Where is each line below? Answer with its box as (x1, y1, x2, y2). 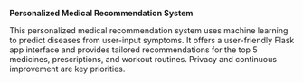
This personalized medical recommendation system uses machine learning (9, 25, 289, 35)
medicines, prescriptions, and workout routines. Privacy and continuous (9, 54, 278, 64)
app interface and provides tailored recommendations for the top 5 (9, 44, 258, 55)
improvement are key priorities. (9, 63, 126, 74)
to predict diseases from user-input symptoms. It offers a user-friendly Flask (9, 35, 295, 45)
